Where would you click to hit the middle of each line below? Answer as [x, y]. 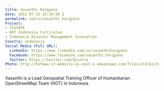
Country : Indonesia [25, 42]
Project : [14, 23]
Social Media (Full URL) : [31, 46]
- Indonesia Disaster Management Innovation [51, 37]
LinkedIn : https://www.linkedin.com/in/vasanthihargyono [69, 50]
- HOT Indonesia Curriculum [34, 32]
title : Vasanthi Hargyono [31, 10]
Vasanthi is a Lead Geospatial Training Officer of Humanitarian [68, 78]
